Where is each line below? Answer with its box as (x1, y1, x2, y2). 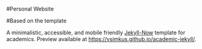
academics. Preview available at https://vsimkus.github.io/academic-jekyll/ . (6, 36, 196, 42)
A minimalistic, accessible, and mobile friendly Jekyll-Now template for (6, 29, 185, 36)
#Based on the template (6, 17, 67, 24)
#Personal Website (6, 6, 54, 12)
